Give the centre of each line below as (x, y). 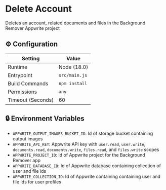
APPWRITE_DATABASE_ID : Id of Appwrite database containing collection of (87, 166)
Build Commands (28, 83)
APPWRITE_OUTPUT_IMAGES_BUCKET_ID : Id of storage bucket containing (83, 133)
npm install (73, 83)
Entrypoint (20, 75)
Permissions (22, 92)
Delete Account (38, 9)
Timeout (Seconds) (31, 100)
